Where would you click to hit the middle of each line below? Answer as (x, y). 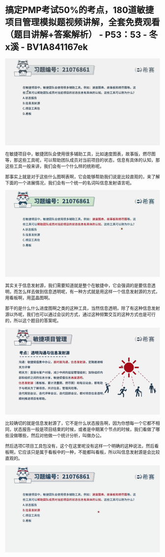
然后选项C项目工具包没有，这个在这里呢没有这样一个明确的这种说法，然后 (80, 446)
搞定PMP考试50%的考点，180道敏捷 (80, 10)
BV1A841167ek (57, 47)
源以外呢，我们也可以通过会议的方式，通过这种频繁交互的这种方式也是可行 (80, 314)
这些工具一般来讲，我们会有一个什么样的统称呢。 (55, 166)
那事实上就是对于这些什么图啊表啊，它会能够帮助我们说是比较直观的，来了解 (82, 176)
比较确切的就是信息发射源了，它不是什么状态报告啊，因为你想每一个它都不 (80, 423)
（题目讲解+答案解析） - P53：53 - (76, 35)
